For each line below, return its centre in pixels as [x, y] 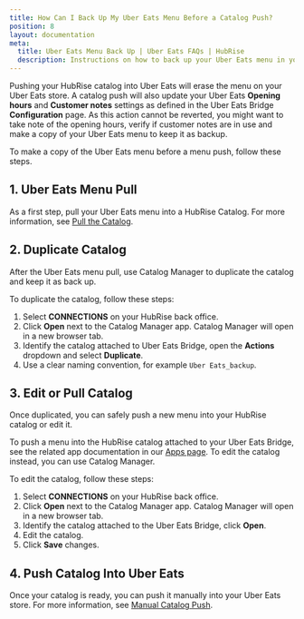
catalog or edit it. [41, 425]
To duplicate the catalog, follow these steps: [92, 299]
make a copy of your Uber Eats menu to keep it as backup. [119, 134]
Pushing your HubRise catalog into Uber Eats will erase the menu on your [146, 86]
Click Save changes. [61, 545]
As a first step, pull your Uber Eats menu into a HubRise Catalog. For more [147, 211]
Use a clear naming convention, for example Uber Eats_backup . [139, 365]
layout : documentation [52, 34]
